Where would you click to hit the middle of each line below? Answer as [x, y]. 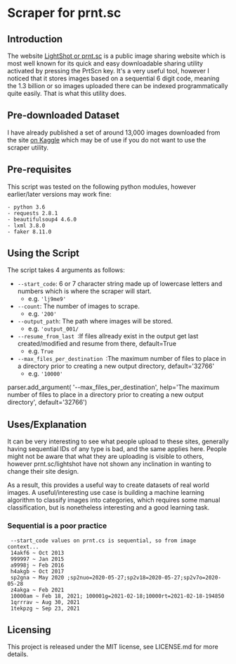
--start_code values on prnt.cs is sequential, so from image [103, 541]
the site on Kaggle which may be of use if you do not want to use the [107, 140]
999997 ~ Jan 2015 [37, 559]
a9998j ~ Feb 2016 [37, 565]
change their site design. [43, 472]
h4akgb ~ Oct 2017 [37, 571]
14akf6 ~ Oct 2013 [37, 553]
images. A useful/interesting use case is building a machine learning [106, 493]
